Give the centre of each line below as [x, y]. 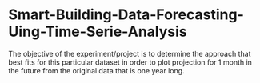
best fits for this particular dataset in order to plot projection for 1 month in [130, 62]
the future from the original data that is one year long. [97, 70]
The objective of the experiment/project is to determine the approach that [130, 53]
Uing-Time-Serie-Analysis [98, 32]
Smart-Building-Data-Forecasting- [126, 15]
